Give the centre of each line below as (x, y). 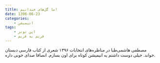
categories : (17, 18)
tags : (10, 27)
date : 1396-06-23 (23, 14)
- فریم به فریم (29, 37)
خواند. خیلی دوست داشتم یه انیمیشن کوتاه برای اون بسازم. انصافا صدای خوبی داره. (80, 55)
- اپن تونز (25, 32)
